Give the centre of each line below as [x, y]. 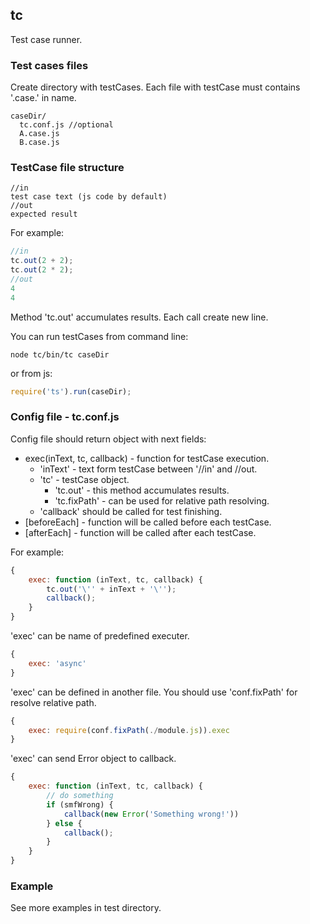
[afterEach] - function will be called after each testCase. [140, 532]
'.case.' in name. [43, 98]
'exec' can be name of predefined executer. [100, 636]
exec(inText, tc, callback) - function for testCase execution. [147, 458]
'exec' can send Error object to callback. [93, 759]
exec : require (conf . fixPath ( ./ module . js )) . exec [129, 730]
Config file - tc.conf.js [65, 417]
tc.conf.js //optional [66, 125]
